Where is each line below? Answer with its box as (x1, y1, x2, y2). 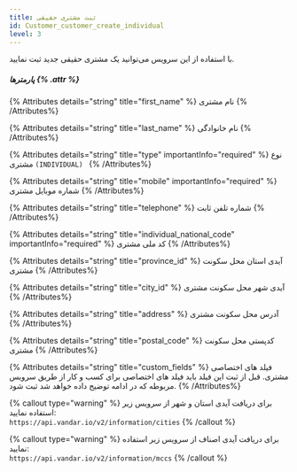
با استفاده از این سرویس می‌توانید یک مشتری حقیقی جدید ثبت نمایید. (9, 54, 235, 65)
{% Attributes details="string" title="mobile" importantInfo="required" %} (9, 176, 277, 187)
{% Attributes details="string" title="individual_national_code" (9, 229, 235, 240)
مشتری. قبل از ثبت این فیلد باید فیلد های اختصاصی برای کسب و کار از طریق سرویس (9, 371, 289, 382)
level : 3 (9, 29, 42, 38)
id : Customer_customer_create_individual (9, 21, 165, 30)
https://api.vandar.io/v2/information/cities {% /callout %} (9, 417, 237, 428)
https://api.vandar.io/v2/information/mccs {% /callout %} (9, 453, 228, 463)
